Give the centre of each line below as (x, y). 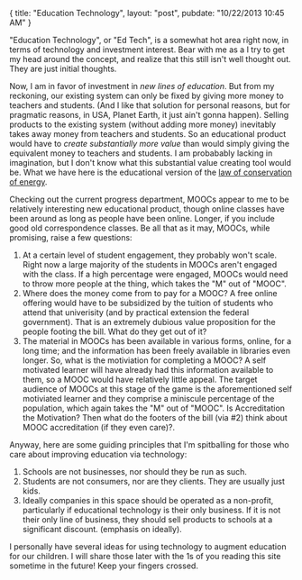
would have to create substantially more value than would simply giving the (150, 144)
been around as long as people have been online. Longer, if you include (142, 218)
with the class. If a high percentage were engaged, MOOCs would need (155, 274)
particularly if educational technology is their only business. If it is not (151, 510)
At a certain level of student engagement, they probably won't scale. (150, 255)
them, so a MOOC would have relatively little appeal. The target (140, 379)
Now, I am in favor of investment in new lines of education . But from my (142, 86)
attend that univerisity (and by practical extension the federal (136, 313)
